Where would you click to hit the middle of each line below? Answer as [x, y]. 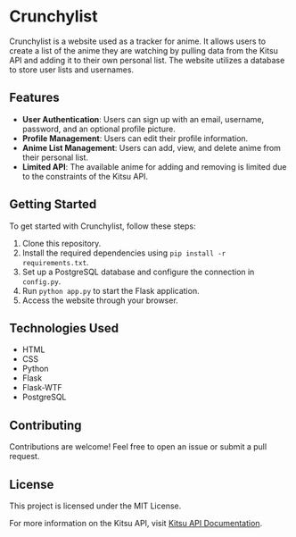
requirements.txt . [55, 262]
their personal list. [55, 157]
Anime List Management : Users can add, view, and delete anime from [151, 147]
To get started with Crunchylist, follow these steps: [103, 226]
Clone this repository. [62, 243]
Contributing [45, 425]
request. [25, 457]
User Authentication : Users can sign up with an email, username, [143, 119]
